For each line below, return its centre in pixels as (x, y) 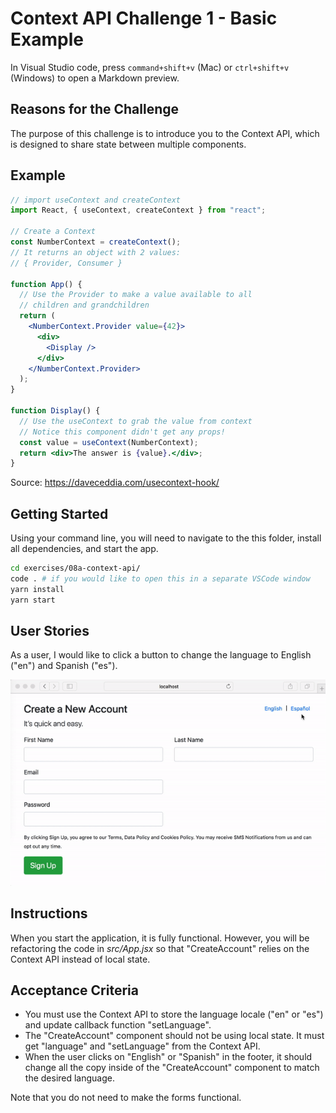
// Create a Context (53, 232)
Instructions (49, 913)
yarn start (33, 600)
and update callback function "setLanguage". (118, 1025)
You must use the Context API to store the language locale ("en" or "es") (174, 1014)
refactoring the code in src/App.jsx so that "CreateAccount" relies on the (160, 948)
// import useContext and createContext (96, 200)
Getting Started (59, 513)
